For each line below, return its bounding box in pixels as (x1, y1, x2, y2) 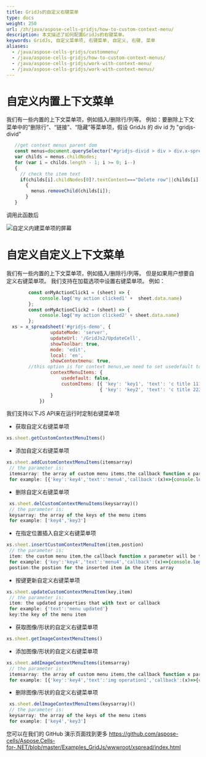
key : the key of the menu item (9, 611, 86, 618)
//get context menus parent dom (14, 142, 97, 149)
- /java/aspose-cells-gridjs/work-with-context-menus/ (12, 66, 155, 72)
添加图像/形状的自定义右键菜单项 (15, 647, 98, 654)
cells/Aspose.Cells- (6, 737, 56, 744)
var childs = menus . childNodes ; (14, 154, 97, 160)
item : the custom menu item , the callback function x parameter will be (9, 553, 196, 559)
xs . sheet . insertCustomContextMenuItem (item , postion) (6, 542, 144, 548)
